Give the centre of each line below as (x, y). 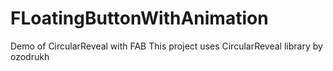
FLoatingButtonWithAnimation (139, 18)
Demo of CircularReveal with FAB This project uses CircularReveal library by (166, 46)
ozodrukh (30, 56)
